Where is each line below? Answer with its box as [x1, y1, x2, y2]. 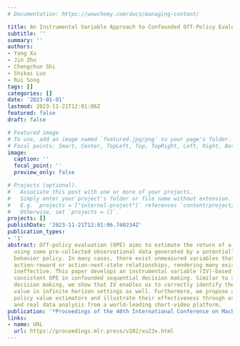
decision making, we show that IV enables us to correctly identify [14, 281, 222, 289]
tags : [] [7, 83, 34, 90]
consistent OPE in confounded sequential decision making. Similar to [14, 275, 229, 282]
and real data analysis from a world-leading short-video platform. [14, 301, 222, 308]
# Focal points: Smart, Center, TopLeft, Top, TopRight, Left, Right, [7, 142, 222, 150]
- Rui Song [7, 76, 40, 83]
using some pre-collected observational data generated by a [14, 248, 200, 255]
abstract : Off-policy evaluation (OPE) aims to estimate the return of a [7, 241, 232, 248]
